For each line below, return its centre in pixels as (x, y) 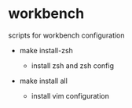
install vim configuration (70, 95)
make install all (44, 81)
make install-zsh (46, 50)
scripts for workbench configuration (66, 35)
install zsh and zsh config (73, 65)
